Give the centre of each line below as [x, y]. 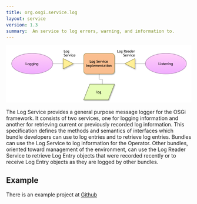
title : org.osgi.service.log [42, 12]
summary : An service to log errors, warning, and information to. [91, 31]
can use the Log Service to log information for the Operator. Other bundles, [97, 143]
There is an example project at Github [52, 195]
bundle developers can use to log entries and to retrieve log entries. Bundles [99, 137]
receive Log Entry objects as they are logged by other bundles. [82, 162]
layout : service [26, 19]
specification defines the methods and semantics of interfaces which [90, 131]
